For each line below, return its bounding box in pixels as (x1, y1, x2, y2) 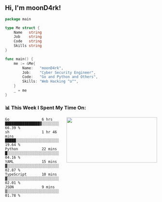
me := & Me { (13, 61, 36, 66)
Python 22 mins (5, 147, 57, 152)
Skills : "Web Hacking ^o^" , (22, 79, 79, 84)
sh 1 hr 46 (5, 130, 57, 135)
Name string (13, 30, 42, 35)
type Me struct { (5, 25, 40, 30)
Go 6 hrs (5, 117, 53, 122)
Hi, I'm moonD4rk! (5, 4, 61, 12)
